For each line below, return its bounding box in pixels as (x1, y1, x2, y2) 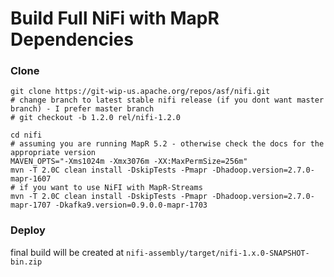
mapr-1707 (10, 200, 52, 211)
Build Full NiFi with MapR (10, 7, 220, 30)
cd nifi (10, 130, 43, 141)
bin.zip (10, 257, 43, 267)
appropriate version (10, 148, 97, 158)
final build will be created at (10, 246, 125, 258)
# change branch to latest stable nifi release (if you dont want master (10, 95, 325, 106)
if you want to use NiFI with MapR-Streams (19, 183, 203, 193)
